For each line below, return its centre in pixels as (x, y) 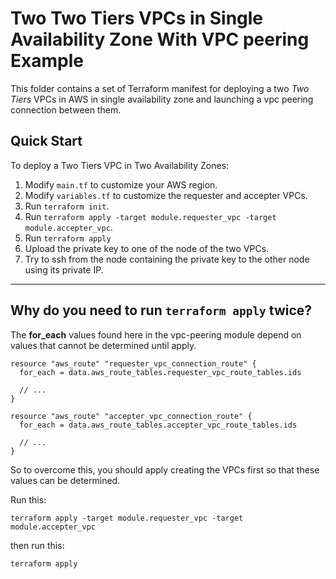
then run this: (37, 545)
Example (47, 61)
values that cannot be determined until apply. (103, 345)
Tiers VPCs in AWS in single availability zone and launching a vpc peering (162, 99)
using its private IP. (64, 269)
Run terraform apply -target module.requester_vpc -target (150, 216)
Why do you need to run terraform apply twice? (161, 310)
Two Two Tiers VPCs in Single (137, 18)
